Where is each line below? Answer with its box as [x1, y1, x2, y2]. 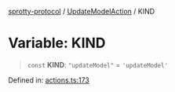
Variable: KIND [8, 35, 106, 52]
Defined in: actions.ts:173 [8, 75, 90, 85]
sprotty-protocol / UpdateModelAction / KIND [8, 7, 155, 16]
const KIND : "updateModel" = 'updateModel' [27, 60, 169, 69]
